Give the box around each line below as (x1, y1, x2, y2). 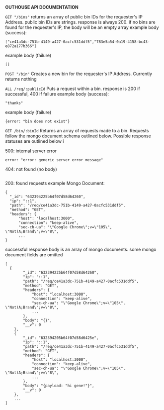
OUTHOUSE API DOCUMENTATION (5, 4, 79, 10)
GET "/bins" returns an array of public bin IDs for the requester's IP (5, 14, 143, 19)
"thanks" (5, 101, 23, 105)
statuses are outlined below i (5, 138, 64, 144)
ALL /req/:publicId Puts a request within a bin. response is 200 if (5, 86, 140, 92)
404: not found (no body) (5, 166, 57, 172)
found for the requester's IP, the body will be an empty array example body (5, 24, 159, 30)
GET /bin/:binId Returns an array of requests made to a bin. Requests (5, 128, 149, 133)
